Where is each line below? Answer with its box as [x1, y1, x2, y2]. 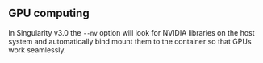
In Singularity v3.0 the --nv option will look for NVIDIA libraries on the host [8, 27, 256, 37]
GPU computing [8, 6, 90, 20]
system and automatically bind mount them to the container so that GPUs [8, 36, 252, 46]
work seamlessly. [8, 44, 66, 55]
